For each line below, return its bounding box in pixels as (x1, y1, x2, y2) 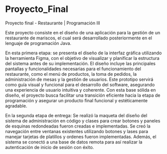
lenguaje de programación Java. (5, 40, 71, 46)
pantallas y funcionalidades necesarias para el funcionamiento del (5, 66, 141, 72)
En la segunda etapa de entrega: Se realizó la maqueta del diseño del (5, 112, 148, 118)
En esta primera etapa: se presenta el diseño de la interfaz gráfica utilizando (5, 50, 162, 56)
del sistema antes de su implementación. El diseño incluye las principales (5, 60, 156, 66)
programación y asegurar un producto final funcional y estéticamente (5, 97, 148, 103)
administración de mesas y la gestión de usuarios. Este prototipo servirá (5, 76, 154, 82)
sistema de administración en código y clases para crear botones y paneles (5, 118, 161, 124)
